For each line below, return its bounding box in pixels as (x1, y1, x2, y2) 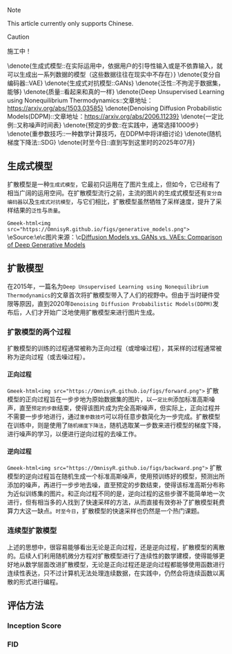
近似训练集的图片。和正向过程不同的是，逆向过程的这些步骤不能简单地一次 (12, 489, 225, 498)
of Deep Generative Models (7, 240, 86, 248)
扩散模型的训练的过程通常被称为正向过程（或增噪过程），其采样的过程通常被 (7, 344, 222, 352)
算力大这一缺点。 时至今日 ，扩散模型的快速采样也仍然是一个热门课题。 (7, 507, 204, 515)
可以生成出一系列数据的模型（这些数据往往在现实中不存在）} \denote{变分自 (7, 71, 221, 78)
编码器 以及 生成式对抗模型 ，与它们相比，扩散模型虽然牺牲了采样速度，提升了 (7, 197, 216, 206)
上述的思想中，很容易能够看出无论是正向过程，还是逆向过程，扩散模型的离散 (7, 543, 225, 551)
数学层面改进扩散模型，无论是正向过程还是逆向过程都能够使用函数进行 (25, 560, 225, 568)
